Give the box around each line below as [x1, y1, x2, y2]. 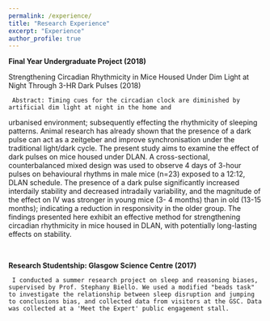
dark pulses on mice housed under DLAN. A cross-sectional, [8, 152, 210, 162]
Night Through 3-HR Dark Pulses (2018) [8, 81, 141, 91]
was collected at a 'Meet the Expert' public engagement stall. [8, 305, 230, 313]
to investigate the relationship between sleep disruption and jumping [8, 290, 255, 299]
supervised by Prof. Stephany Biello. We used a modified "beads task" [8, 284, 255, 292]
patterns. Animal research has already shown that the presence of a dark [8, 126, 252, 136]
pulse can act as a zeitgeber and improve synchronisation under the [8, 135, 235, 145]
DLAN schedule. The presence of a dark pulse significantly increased [8, 178, 240, 188]
